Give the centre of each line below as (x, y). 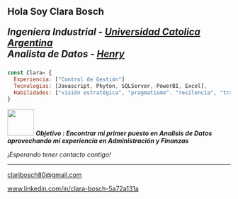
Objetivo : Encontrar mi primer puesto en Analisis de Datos (124, 133)
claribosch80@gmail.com (45, 175)
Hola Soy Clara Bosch (56, 12)
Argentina (30, 43)
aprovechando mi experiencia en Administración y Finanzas (98, 140)
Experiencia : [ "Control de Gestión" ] (69, 80)
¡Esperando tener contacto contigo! (59, 154)
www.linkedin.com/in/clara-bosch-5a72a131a (73, 188)
